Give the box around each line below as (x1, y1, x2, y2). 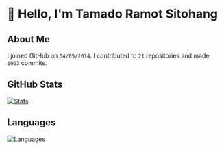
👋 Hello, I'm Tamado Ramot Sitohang (7, 6, 218, 22)
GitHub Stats (7, 79, 63, 90)
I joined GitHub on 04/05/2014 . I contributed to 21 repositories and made (7, 51, 210, 60)
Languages (7, 116, 56, 129)
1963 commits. (7, 59, 47, 67)
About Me (7, 34, 50, 45)
